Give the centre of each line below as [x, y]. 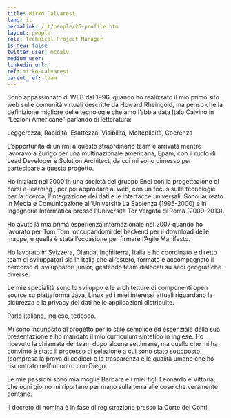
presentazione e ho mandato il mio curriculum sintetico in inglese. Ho [106, 336]
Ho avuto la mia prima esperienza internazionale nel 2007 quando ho [105, 225]
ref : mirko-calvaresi [38, 71]
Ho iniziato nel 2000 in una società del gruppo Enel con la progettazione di [113, 182]
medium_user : [26, 59]
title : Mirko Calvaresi [41, 13]
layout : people [29, 33]
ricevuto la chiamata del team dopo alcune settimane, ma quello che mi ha [113, 344]
